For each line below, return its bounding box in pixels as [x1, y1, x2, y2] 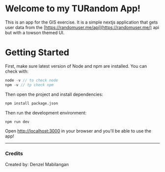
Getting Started [5, 47, 70, 58]
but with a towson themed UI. [5, 29, 65, 35]
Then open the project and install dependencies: [5, 91, 103, 97]
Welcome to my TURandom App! [5, 3, 141, 14]
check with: [5, 68, 28, 74]
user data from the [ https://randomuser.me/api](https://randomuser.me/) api [5, 24, 160, 30]
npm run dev [5, 119, 29, 124]
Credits [5, 150, 23, 157]
